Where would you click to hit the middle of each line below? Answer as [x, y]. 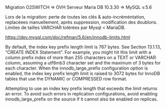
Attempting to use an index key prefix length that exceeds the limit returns [81, 88]
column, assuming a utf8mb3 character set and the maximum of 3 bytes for [83, 63]
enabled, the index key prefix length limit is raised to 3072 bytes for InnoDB [83, 73]
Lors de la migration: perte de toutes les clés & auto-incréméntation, [75, 17]
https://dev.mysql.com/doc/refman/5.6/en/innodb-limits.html [68, 37]
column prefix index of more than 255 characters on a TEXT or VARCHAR [81, 57]
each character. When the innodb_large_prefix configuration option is [77, 68]
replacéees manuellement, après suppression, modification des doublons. [81, 22]
